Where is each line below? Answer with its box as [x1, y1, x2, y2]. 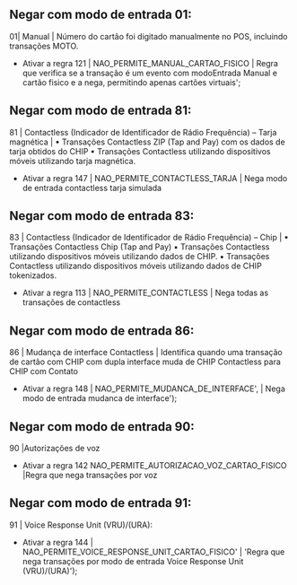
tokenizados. [9, 270, 57, 281]
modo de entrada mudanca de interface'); [22, 393, 178, 404]
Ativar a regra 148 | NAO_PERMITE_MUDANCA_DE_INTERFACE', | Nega [22, 383, 285, 394]
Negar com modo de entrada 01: [9, 7, 193, 22]
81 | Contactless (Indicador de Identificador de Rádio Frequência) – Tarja [9, 127, 277, 137]
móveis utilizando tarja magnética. [9, 155, 136, 166]
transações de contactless [22, 297, 121, 308]
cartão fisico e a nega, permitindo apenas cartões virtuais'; [22, 76, 241, 88]
